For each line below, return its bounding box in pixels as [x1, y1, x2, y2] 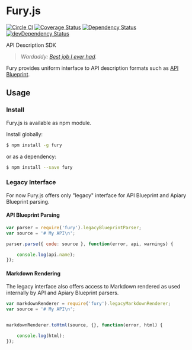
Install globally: [6, 130, 43, 137]
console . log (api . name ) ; [17, 252, 76, 258]
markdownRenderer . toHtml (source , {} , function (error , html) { [6, 322, 163, 328]
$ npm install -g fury [6, 142, 62, 148]
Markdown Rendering [6, 269, 61, 277]
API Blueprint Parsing [6, 211, 60, 219]
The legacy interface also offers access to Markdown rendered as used [6, 283, 181, 290]
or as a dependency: [6, 153, 56, 160]
